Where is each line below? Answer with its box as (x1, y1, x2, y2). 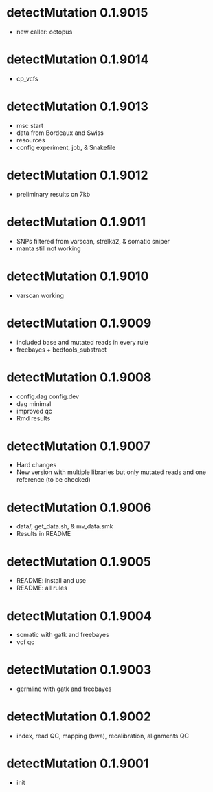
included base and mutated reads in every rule (16, 338, 148, 346)
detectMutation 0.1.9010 (6, 268, 149, 283)
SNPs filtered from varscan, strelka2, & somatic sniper (16, 237, 170, 245)
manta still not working (16, 244, 81, 253)
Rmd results (16, 414, 51, 422)
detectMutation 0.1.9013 (6, 98, 149, 114)
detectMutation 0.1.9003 (6, 662, 152, 678)
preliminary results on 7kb (16, 190, 91, 198)
